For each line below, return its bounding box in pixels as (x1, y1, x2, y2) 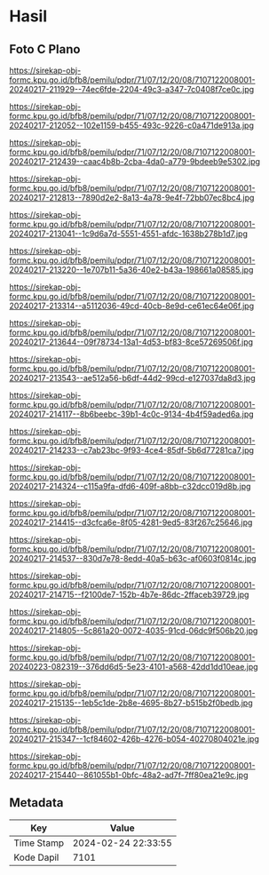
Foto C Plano (9, 42, 81, 57)
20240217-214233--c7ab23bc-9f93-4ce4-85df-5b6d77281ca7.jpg (9, 445, 255, 455)
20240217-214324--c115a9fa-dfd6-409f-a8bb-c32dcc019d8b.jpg (9, 481, 251, 491)
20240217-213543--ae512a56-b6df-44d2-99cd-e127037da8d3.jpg (9, 373, 256, 383)
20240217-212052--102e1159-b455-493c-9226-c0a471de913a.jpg (9, 120, 255, 131)
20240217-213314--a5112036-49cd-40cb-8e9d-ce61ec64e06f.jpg (9, 300, 255, 311)
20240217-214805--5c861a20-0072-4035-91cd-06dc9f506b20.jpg (9, 625, 258, 636)
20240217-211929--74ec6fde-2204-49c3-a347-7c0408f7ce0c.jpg (9, 84, 255, 94)
